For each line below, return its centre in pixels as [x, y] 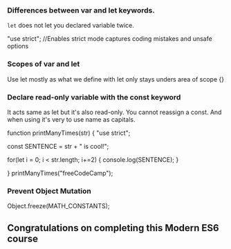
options [18, 46]
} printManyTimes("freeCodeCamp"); [60, 173]
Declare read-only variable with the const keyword [94, 97]
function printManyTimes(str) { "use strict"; [69, 133]
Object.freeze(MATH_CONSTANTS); [58, 206]
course [23, 238]
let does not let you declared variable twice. [71, 26]
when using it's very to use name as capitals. [72, 119]
